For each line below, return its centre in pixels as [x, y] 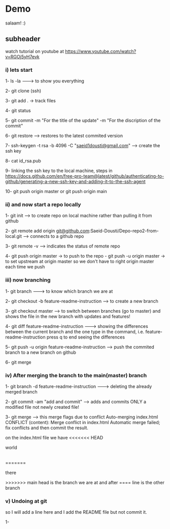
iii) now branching [28, 280]
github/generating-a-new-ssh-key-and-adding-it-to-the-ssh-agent [75, 182]
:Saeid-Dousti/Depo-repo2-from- [124, 231]
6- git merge [18, 362]
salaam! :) [15, 23]
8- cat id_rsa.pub [23, 161]
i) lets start [19, 70]
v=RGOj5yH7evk [22, 57]
